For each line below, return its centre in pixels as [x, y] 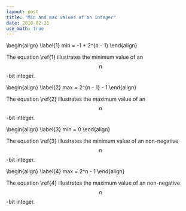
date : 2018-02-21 [28, 23]
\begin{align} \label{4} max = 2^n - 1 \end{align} [65, 171]
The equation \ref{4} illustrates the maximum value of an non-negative [93, 183]
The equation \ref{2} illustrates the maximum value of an [76, 99]
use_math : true [25, 28]
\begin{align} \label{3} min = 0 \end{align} [58, 129]
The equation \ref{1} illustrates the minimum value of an [75, 57]
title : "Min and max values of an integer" [61, 17]
